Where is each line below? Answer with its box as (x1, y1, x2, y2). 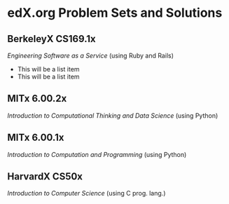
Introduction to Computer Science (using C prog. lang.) (7, 189, 166, 198)
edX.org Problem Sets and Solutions (7, 5, 223, 21)
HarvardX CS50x (7, 170, 83, 183)
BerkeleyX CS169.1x (7, 33, 96, 45)
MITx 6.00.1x (7, 132, 64, 144)
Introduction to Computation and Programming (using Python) (7, 150, 187, 158)
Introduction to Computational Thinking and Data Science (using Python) (7, 111, 218, 120)
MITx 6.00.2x (7, 93, 67, 104)
